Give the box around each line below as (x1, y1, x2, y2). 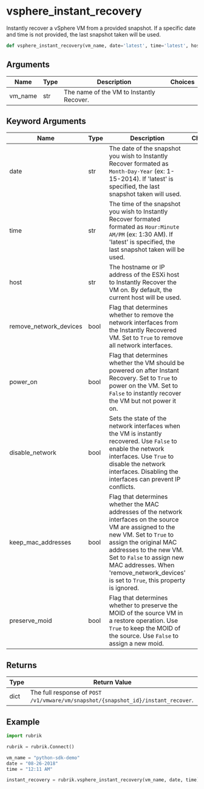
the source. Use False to (109, 631, 179, 640)
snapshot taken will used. (109, 190, 182, 198)
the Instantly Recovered (109, 326, 177, 335)
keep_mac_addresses (9, 538, 72, 547)
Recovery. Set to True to (109, 374, 178, 383)
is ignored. (109, 584, 140, 593)
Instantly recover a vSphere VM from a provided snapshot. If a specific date (6, 24, 196, 32)
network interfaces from (109, 318, 178, 327)
